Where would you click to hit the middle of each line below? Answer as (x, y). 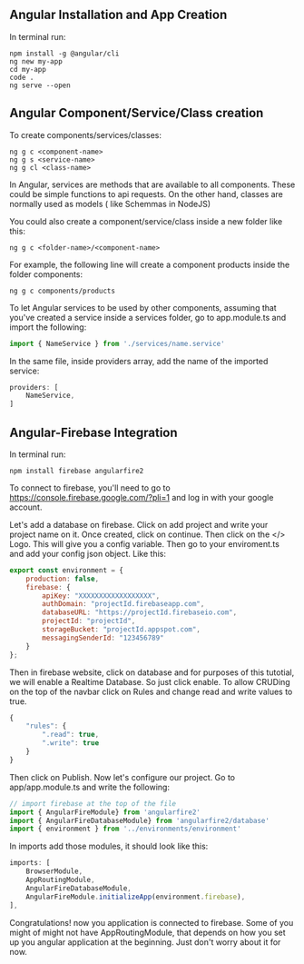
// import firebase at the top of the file (93, 803)
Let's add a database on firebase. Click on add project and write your (139, 524)
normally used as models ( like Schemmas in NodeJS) (110, 204)
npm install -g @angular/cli (64, 54)
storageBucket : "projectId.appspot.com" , (122, 630)
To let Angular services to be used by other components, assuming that (143, 307)
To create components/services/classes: (85, 134)
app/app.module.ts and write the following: (90, 787)
